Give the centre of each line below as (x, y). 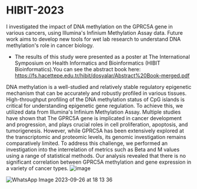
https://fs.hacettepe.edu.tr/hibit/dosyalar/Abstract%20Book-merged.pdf (102, 75)
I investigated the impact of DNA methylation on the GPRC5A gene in (90, 26)
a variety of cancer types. (37, 168)
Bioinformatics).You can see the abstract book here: (78, 69)
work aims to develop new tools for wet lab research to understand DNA (94, 39)
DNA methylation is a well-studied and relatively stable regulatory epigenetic (99, 87)
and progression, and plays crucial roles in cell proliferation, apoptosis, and (97, 124)
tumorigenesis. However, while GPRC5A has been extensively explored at (95, 131)
